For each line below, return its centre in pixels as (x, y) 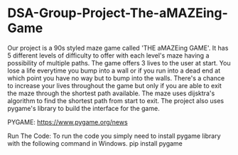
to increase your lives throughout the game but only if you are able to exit (115, 85)
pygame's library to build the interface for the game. (83, 108)
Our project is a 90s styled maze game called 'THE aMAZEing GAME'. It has (118, 48)
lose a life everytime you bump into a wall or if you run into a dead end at (114, 70)
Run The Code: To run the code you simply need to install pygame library (114, 136)
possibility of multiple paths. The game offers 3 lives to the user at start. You (119, 63)
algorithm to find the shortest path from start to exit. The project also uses (116, 100)
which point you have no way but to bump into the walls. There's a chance (116, 78)
